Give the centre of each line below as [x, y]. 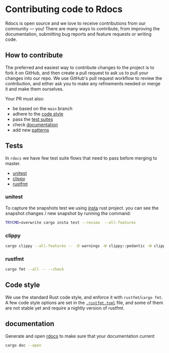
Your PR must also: [25, 98]
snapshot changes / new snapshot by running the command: [68, 213]
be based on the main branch [43, 108]
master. [13, 163]
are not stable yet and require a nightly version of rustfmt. [65, 308]
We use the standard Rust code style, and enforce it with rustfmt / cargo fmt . [84, 297]
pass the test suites [33, 119]
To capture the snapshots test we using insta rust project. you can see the [82, 208]
